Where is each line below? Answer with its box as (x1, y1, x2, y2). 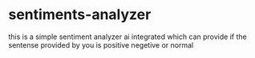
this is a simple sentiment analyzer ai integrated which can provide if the (8, 32, 247, 41)
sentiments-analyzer (8, 6, 152, 24)
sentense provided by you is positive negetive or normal (8, 40, 194, 49)
